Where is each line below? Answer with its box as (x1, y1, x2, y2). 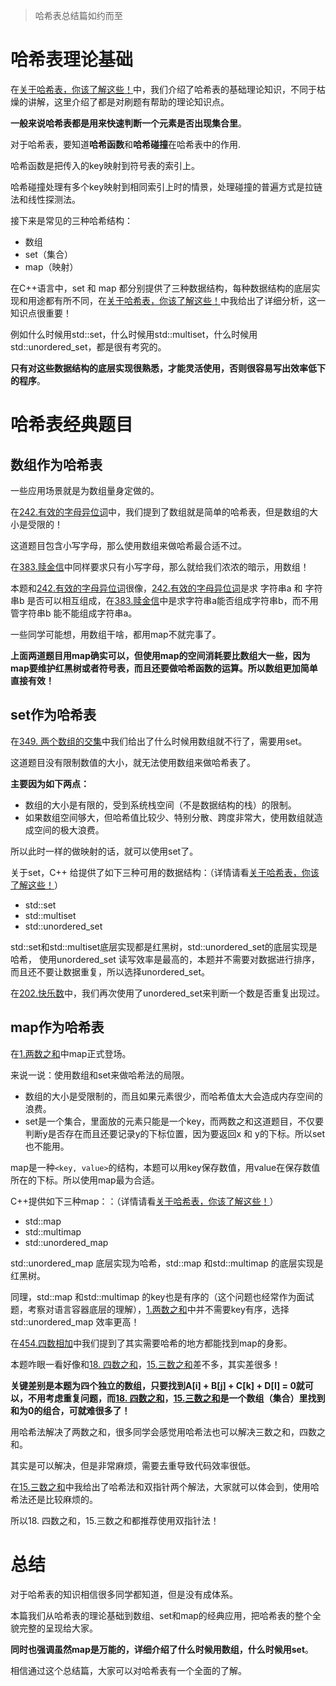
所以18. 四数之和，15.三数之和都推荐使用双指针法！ (10, 1514, 220, 1526)
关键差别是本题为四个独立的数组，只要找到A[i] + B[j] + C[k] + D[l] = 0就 (10, 1379, 305, 1391)
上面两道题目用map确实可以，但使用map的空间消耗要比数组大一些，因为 (10, 649, 311, 661)
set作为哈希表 (10, 707, 97, 724)
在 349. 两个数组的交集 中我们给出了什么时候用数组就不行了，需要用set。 (10, 735, 308, 747)
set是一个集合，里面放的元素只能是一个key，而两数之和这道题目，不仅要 (24, 1115, 325, 1127)
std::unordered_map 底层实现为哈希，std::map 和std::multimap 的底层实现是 (10, 1257, 324, 1269)
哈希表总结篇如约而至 (34, 10, 123, 21)
